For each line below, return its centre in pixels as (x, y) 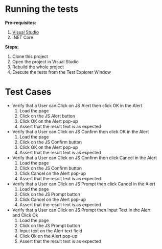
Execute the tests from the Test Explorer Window (61, 72)
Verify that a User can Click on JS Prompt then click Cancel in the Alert (84, 184)
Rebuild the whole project (38, 67)
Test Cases (28, 92)
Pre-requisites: (21, 23)
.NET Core (23, 37)
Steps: (12, 47)
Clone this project (30, 56)
